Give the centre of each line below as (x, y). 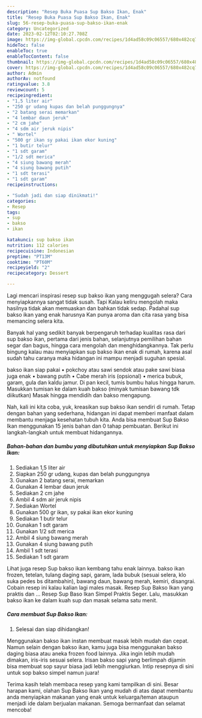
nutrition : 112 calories (38, 245)
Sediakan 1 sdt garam (42, 557)
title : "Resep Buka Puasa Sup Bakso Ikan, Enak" (69, 17)
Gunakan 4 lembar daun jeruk (52, 486)
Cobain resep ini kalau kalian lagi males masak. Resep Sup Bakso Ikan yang (100, 587)
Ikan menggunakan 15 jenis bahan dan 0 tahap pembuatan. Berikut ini (93, 426)
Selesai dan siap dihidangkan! (52, 629)
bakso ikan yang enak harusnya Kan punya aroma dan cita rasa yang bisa (98, 315)
